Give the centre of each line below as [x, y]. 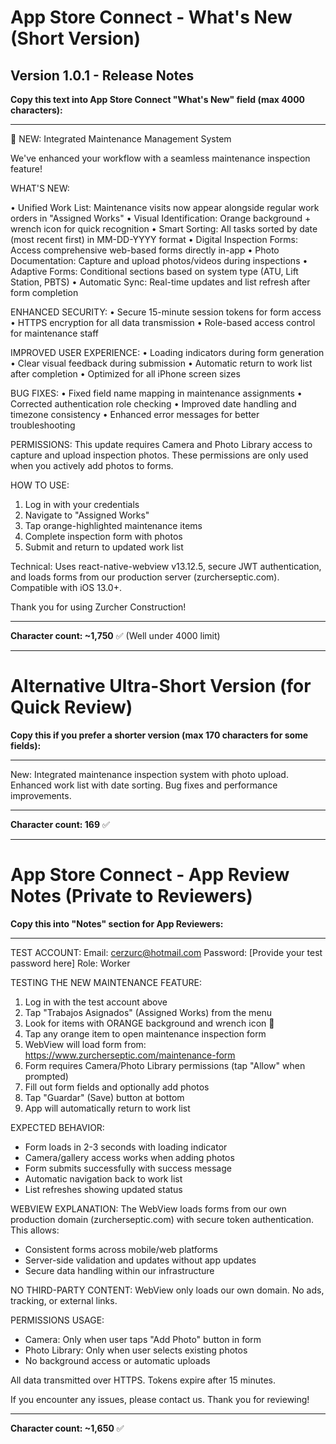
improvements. [41, 795]
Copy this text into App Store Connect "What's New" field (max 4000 [158, 99]
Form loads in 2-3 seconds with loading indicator [126, 1147]
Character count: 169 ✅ [60, 824]
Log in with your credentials [82, 504]
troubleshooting [43, 425]
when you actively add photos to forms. [92, 465]
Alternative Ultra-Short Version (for [161, 686]
